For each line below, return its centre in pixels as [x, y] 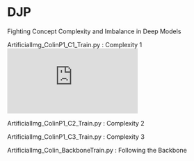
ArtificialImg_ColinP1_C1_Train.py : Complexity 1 [75, 44]
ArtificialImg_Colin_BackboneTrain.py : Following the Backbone [97, 150]
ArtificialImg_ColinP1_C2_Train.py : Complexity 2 [76, 123]
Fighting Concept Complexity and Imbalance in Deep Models [94, 31]
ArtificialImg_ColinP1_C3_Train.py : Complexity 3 [76, 137]
